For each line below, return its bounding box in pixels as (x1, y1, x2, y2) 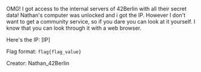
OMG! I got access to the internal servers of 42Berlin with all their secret (6, 5, 187, 12)
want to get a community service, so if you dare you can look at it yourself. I (6, 18, 196, 25)
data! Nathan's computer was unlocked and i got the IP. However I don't (6, 11, 186, 19)
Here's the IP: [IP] (6, 36, 50, 43)
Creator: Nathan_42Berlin (6, 60, 70, 67)
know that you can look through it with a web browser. (6, 24, 142, 31)
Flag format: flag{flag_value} (6, 48, 82, 55)
